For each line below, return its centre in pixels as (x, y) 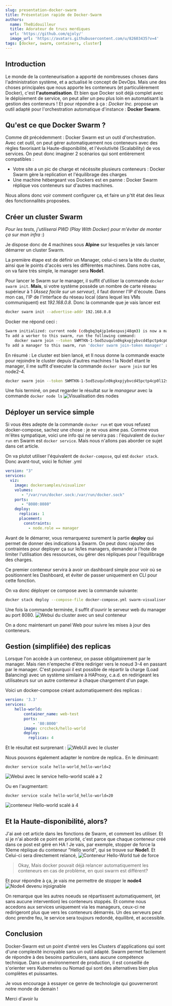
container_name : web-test (51, 714)
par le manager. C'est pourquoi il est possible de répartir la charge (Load (82, 670)
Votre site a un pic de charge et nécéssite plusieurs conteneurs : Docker (89, 169)
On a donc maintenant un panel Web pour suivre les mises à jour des (78, 625)
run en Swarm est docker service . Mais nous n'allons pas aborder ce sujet (84, 441)
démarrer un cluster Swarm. (35, 250)
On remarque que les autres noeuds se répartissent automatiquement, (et (83, 896)
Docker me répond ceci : (31, 322)
